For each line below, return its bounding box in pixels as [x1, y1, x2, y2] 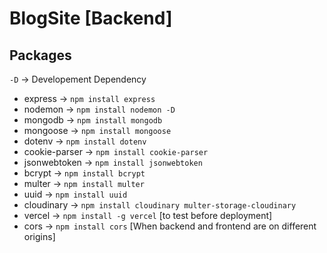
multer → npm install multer [23, 178, 145, 189]
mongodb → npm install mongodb [23, 114, 163, 126]
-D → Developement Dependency [9, 73, 147, 85]
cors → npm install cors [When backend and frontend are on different [23, 220, 317, 232]
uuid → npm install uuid [23, 188, 128, 200]
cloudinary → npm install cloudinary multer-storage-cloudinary [23, 199, 297, 211]
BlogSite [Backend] [9, 7, 173, 30]
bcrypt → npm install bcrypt [23, 167, 146, 179]
